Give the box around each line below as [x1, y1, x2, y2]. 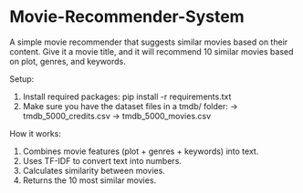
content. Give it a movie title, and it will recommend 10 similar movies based [9, 46, 294, 56]
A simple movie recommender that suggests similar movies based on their [9, 36, 288, 47]
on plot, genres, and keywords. [9, 56, 126, 66]
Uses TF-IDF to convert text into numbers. [22, 155, 183, 166]
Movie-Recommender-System [9, 6, 245, 27]
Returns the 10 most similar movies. [22, 175, 157, 186]
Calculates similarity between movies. [22, 165, 166, 176]
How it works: [9, 127, 62, 138]
